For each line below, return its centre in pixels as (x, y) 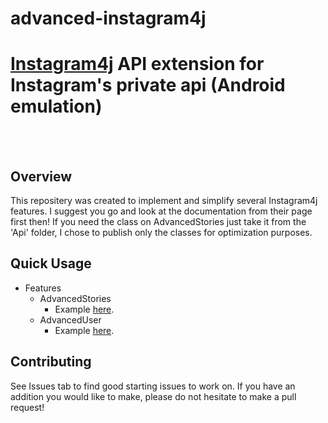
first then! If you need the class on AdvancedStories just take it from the (158, 221)
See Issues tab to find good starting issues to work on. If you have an (153, 386)
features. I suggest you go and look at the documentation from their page (161, 211)
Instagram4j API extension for (137, 64)
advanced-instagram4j (108, 18)
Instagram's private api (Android (148, 85)
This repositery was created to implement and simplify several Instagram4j (164, 200)
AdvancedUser (70, 319)
